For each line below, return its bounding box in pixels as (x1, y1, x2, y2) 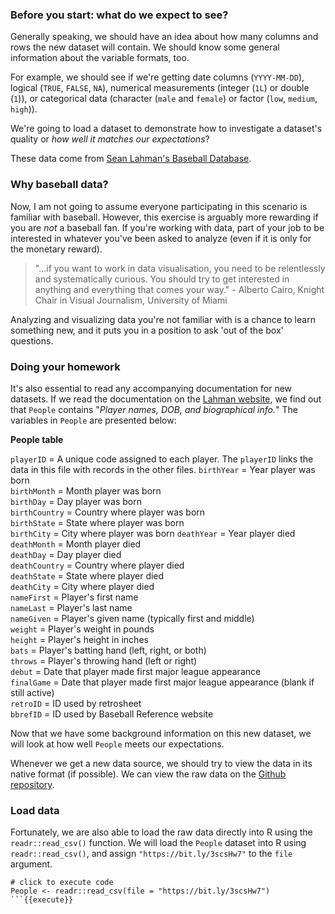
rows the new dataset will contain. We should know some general (10, 41, 280, 53)
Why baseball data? (10, 178, 109, 192)
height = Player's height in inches (10, 633, 149, 645)
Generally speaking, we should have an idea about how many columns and (10, 31, 319, 43)
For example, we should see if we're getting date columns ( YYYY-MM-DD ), (10, 71, 305, 83)
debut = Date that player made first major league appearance (10, 665, 262, 677)
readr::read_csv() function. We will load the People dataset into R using (10, 837, 307, 849)
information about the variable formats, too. (10, 52, 190, 64)
